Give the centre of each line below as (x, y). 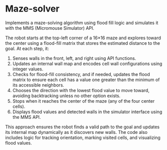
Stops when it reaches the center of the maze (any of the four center (83, 101)
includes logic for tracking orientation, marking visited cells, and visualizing (83, 137)
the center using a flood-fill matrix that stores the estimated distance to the (83, 43)
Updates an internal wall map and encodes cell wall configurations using (87, 63)
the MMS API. (27, 117)
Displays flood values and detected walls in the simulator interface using (87, 112)
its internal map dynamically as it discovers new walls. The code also (76, 132)
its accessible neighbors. (38, 85)
